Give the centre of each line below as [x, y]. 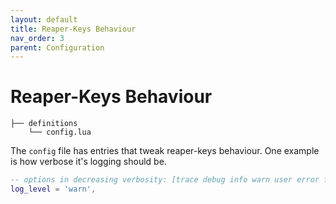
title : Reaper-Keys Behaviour [73, 29]
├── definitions [44, 124]
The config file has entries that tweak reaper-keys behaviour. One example [165, 151]
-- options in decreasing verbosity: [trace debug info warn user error [165, 180]
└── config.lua [60, 132]
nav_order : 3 [37, 38]
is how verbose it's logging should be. [88, 162]
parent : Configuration [57, 47]
